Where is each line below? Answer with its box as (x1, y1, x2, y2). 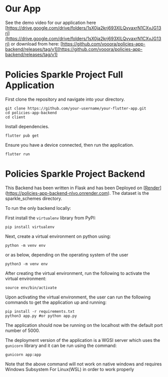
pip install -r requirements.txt (5, 309, 75, 314)
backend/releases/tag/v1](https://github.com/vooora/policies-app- (5, 46, 143, 52)
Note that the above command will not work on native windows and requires (5, 361, 162, 367)
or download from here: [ (10, 41, 62, 47)
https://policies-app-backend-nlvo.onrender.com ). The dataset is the (6, 190, 149, 196)
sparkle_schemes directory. (5, 195, 62, 201)
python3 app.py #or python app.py (5, 313, 77, 318)
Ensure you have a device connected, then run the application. (5, 142, 134, 148)
